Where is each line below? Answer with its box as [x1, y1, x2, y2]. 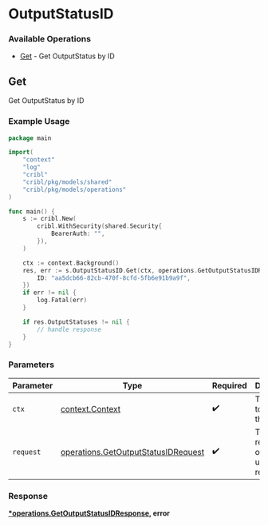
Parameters [8, 359, 54, 370]
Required [211, 380, 247, 391]
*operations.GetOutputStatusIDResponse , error [8, 508, 170, 518]
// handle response [37, 325, 102, 333]
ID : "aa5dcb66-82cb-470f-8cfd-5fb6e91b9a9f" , [37, 273, 191, 282]
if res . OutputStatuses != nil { [22, 317, 130, 326]
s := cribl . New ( [22, 215, 77, 223]
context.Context [60, 403, 121, 414]
